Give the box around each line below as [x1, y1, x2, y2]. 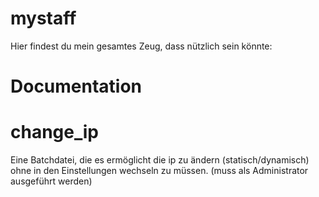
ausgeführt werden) [10, 175, 93, 187]
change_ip [10, 121, 99, 144]
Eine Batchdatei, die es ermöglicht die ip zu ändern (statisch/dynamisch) [10, 154, 310, 166]
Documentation [10, 75, 143, 98]
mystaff [10, 7, 77, 30]
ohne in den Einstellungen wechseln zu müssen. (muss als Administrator [10, 165, 309, 177]
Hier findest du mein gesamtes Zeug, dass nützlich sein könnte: [10, 40, 273, 52]
